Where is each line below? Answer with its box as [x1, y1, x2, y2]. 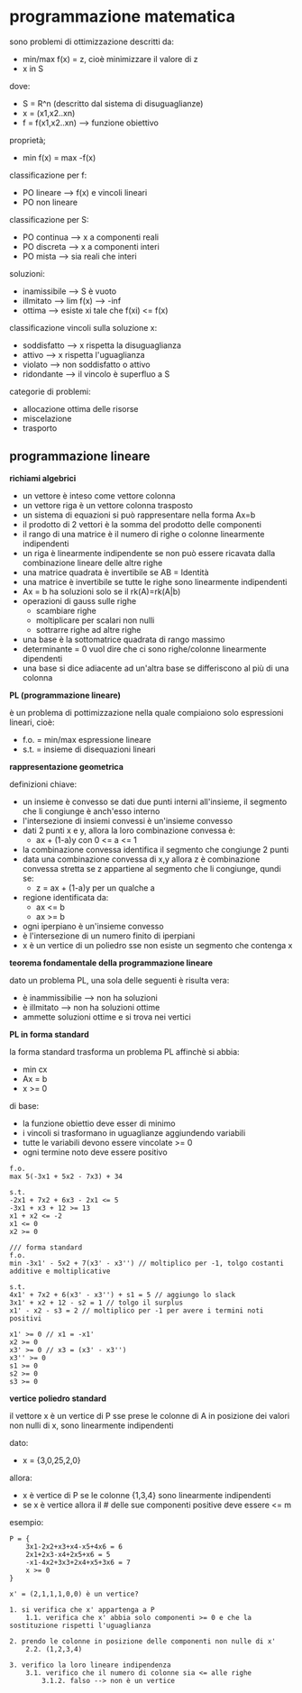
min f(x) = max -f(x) [22, 151, 96, 163]
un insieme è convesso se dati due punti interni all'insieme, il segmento [22, 796, 288, 807]
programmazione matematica [9, 6, 236, 27]
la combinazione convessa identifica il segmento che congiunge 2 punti [22, 844, 289, 855]
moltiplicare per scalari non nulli [35, 615, 155, 626]
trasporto [22, 422, 58, 434]
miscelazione [22, 413, 72, 424]
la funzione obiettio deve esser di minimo [22, 1118, 176, 1129]
